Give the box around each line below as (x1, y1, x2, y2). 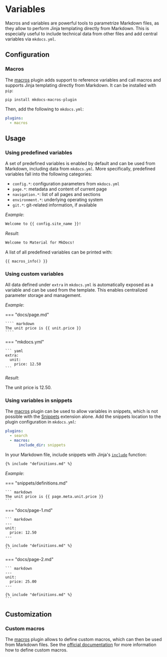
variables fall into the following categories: (5, 171, 92, 177)
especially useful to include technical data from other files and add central (5, 30, 158, 36)
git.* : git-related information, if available (12, 202, 97, 208)
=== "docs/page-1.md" (5, 507, 53, 513)
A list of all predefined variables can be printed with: (5, 249, 113, 255)
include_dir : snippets (18, 442, 66, 448)
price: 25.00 (9, 579, 37, 584)
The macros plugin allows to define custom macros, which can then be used (5, 636, 162, 642)
